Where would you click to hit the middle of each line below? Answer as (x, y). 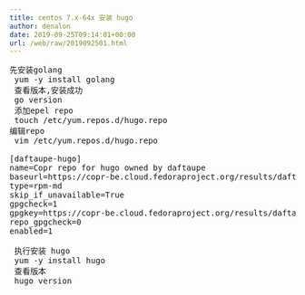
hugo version (43, 281)
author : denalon (40, 26)
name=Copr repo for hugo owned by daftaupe (108, 168)
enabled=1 (31, 231)
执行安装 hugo (42, 251)
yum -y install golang (64, 80)
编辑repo (27, 131)
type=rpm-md (36, 186)
